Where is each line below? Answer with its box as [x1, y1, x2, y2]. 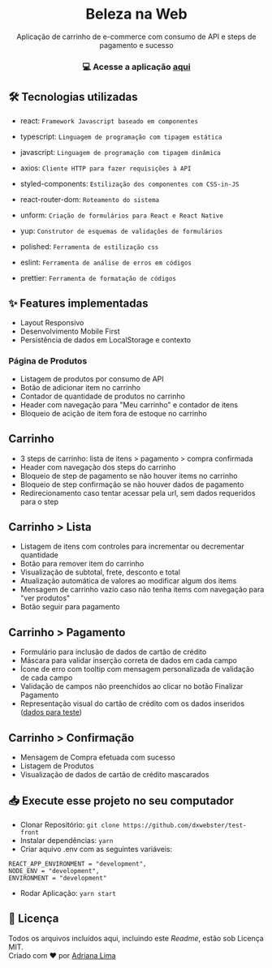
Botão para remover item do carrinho [19, 559, 145, 569]
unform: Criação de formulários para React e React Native [19, 210, 223, 220]
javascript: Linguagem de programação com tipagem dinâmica [19, 147, 221, 157]
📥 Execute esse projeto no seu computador [8, 794, 234, 808]
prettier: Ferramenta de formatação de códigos [19, 273, 177, 282]
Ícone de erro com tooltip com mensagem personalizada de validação [19, 665, 255, 674]
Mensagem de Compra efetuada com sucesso [19, 752, 176, 763]
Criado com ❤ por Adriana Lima [8, 950, 116, 960]
